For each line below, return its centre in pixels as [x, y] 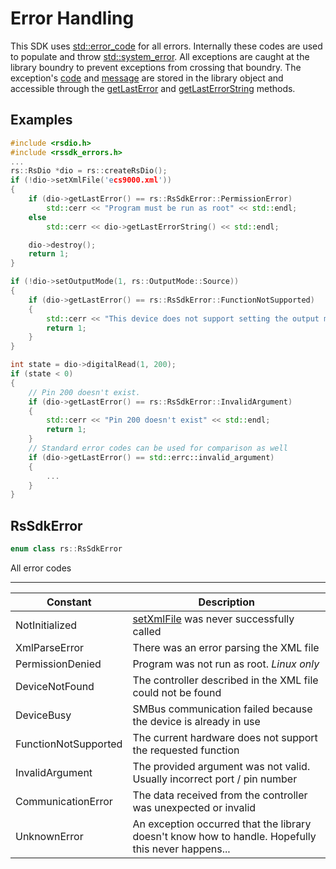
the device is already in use [196, 721]
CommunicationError [64, 801]
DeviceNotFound [55, 686]
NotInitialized [46, 625]
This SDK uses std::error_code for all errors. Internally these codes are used [166, 46]
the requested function [186, 750]
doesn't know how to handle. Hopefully [224, 836]
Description [226, 602]
